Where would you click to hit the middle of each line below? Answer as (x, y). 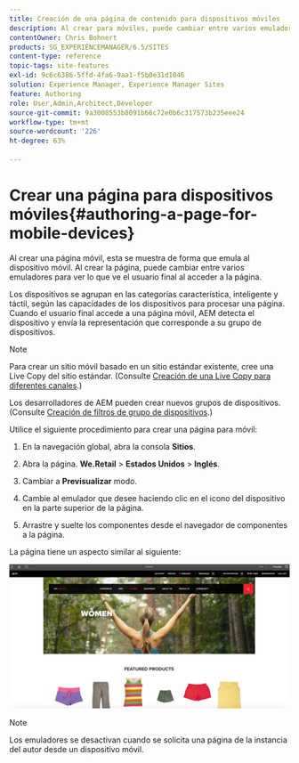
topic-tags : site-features (59, 66)
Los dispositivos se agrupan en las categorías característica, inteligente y (144, 294)
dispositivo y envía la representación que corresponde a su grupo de (136, 322)
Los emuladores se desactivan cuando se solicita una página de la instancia (148, 740)
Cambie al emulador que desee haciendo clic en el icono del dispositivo (154, 498)
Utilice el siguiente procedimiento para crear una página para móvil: (133, 429)
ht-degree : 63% (37, 141)
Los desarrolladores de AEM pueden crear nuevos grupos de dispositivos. (145, 402)
